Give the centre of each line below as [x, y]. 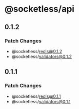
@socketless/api [39, 9]
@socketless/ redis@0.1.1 [36, 96]
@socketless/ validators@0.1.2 [42, 56]
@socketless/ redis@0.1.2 [37, 51]
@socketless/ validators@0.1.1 [41, 101]
